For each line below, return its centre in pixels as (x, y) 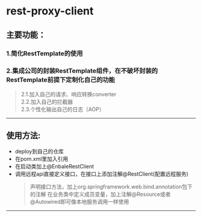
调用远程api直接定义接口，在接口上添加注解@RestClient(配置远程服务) (102, 174)
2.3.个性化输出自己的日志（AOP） (63, 109)
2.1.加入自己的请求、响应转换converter (69, 94)
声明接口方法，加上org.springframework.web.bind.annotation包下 (111, 186)
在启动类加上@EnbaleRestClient (54, 166)
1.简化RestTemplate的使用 (44, 53)
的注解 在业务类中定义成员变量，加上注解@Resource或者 (100, 194)
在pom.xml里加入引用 (41, 159)
